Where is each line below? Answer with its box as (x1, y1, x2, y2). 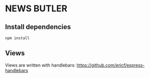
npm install (5, 36, 30, 40)
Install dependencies (5, 23, 71, 31)
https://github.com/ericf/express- (76, 62, 145, 68)
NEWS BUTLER (5, 3, 68, 14)
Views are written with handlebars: (5, 62, 75, 68)
